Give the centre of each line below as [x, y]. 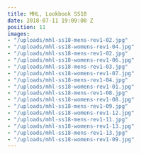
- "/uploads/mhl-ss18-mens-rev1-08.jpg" [68, 93]
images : [19, 34]
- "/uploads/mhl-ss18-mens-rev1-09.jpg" [68, 106]
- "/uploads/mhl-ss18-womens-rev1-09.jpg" [71, 139]
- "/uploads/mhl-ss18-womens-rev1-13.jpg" [71, 126]
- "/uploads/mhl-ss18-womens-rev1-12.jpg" [71, 113]
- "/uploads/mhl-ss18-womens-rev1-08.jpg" [71, 100]
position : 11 [27, 27]
